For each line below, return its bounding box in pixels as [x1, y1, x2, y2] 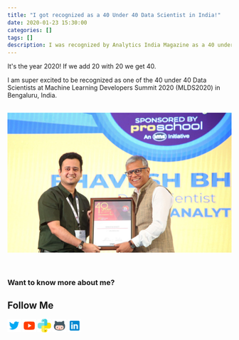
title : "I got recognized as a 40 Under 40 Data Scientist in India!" [7, 11, 221, 19]
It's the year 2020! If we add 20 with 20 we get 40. [7, 62, 156, 71]
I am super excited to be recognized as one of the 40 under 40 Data [7, 76, 207, 85]
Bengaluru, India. [7, 91, 58, 100]
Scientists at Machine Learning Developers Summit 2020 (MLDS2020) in [7, 83, 221, 92]
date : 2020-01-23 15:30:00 [7, 19, 87, 26]
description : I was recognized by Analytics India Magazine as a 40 [7, 41, 215, 49]
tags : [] [7, 34, 33, 41]
